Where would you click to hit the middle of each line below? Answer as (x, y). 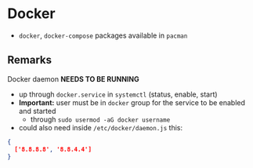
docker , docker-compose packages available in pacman (103, 35)
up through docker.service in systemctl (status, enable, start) (118, 94)
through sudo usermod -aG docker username (100, 119)
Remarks (30, 60)
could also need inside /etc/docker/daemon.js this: (101, 127)
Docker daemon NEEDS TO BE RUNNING (73, 79)
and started (37, 111)
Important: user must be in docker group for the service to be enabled (132, 102)
